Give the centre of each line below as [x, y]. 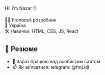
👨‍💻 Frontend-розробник [31, 20]
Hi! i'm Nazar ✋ [21, 8]
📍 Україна [15, 25]
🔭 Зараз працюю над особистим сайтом [56, 61]
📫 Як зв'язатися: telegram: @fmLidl [51, 67]
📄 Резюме [21, 49]
